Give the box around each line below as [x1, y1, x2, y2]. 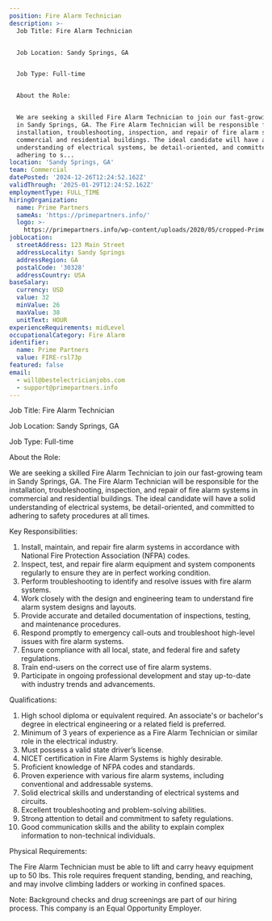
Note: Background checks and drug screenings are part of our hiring [9, 895, 237, 905]
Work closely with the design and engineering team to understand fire [20, 594, 253, 604]
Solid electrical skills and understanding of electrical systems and [20, 788, 240, 798]
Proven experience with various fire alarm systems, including [20, 771, 224, 781]
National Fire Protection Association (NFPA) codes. [20, 551, 190, 561]
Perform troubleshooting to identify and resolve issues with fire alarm [20, 576, 252, 586]
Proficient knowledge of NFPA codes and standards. [20, 762, 196, 772]
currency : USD [16, 286, 64, 295]
